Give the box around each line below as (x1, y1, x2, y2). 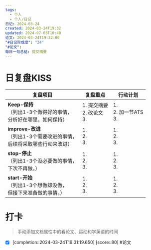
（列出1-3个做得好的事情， (7, 108, 73, 115)
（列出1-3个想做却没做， (7, 182, 68, 189)
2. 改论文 (82, 109, 104, 116)
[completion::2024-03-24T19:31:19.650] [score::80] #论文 (12, 239, 132, 245)
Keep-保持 (7, 101, 34, 108)
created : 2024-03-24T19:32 (5, 26, 61, 31)
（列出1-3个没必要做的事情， (7, 157, 78, 164)
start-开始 (7, 174, 33, 181)
